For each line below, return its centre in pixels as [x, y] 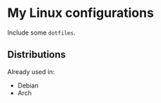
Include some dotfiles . [41, 32]
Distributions [37, 55]
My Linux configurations [80, 13]
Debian [28, 85]
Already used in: [31, 71]
